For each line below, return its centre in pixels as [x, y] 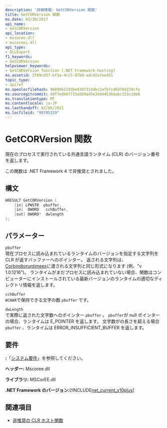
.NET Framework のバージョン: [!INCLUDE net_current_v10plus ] [70, 390]
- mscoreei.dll [21, 43]
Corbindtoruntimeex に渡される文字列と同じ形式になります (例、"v [73, 266]
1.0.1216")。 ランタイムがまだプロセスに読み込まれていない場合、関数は [79, 272]
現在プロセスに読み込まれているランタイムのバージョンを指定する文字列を [82, 253]
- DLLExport [18, 52]
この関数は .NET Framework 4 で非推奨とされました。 [61, 171]
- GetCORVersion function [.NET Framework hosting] [60, 71]
